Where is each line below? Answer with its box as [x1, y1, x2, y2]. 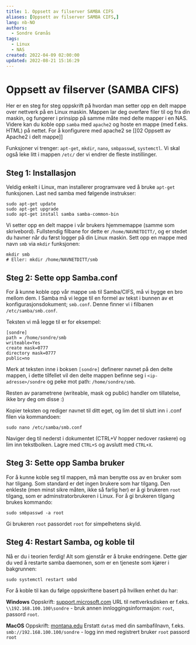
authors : [6, 25, 27, 31]
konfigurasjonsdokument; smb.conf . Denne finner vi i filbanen [6, 301, 154, 308]
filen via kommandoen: [6, 413, 61, 420]
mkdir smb [6, 252, 30, 258]
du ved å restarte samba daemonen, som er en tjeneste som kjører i [6, 559, 170, 566]
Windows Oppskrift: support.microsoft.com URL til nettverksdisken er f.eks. [6, 598, 189, 605]
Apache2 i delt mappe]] [6, 133, 63, 141]
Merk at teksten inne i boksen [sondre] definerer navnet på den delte [6, 366, 173, 373]
